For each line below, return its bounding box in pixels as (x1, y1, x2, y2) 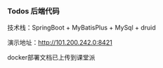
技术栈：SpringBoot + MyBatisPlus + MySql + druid (7, 23, 156, 32)
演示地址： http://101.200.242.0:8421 (7, 39, 112, 47)
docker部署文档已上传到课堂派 (7, 53, 96, 62)
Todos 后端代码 (7, 6, 60, 15)
